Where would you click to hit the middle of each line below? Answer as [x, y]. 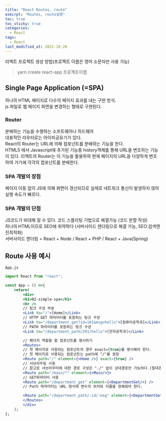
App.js [12, 268]
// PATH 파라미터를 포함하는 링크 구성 [57, 327]
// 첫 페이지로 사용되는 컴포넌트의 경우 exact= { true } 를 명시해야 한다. [87, 350]
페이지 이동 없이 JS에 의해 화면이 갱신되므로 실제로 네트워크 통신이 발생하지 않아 [82, 188]
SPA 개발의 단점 [23, 208]
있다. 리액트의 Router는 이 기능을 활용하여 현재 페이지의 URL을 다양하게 [79, 156]
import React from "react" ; [34, 277]
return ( [22, 290]
